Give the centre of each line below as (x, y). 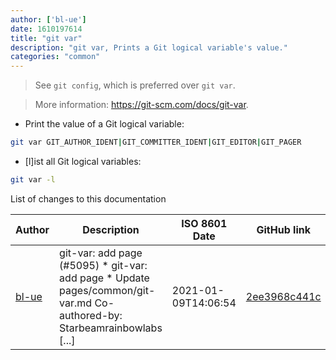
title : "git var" (46, 38)
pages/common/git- (107, 290)
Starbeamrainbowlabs (111, 328)
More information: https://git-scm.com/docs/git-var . (141, 105)
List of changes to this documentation (88, 198)
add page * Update (104, 278)
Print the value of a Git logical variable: (104, 124)
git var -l (33, 180)
